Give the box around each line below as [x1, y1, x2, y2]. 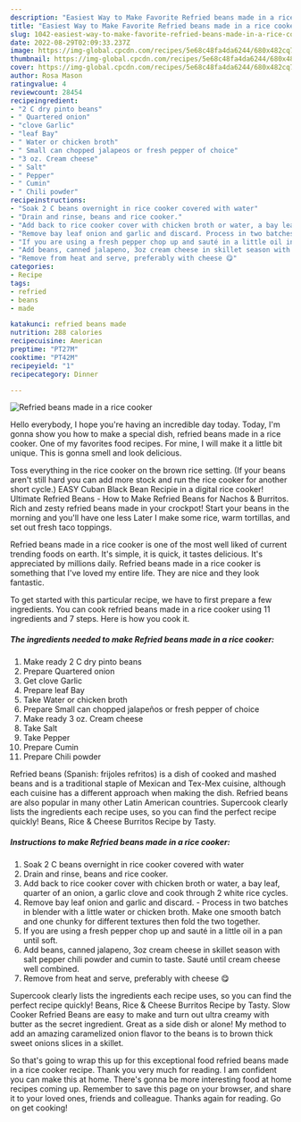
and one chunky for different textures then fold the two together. [22, 917, 261, 927]
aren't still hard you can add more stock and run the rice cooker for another [10, 474, 288, 485]
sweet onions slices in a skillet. [10, 1038, 124, 1049]
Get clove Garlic [22, 675, 83, 686]
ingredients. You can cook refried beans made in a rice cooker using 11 [10, 604, 271, 615]
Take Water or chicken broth [22, 694, 128, 706]
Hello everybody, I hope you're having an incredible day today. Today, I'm [10, 419, 280, 430]
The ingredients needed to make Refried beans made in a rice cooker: [10, 633, 275, 644]
